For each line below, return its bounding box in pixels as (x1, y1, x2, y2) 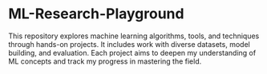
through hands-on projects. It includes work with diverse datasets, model (8, 39, 250, 49)
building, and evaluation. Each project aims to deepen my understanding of (8, 48, 257, 57)
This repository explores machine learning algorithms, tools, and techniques (8, 31, 260, 41)
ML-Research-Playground (8, 5, 184, 23)
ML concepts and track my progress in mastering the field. (8, 56, 202, 66)
